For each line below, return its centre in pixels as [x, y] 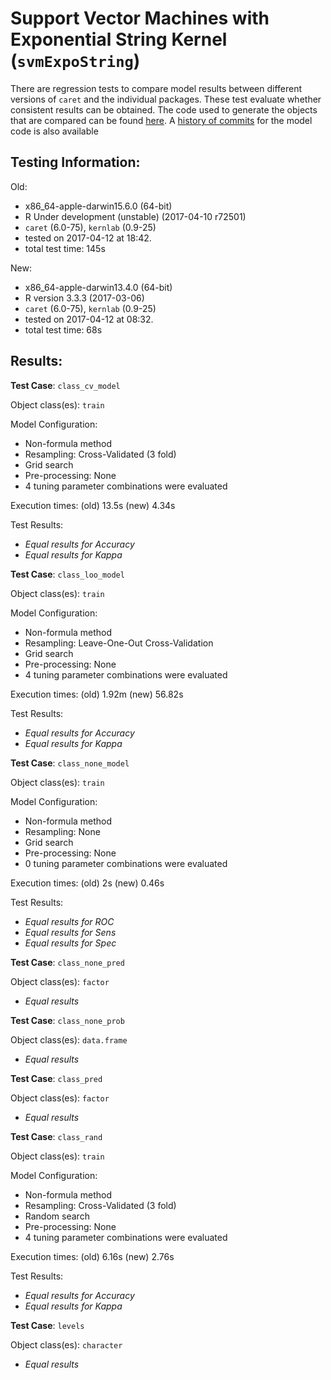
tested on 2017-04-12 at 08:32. [89, 319]
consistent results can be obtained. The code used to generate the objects [164, 109]
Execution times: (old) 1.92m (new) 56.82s [97, 694]
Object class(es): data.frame [69, 1039]
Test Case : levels [47, 1325]
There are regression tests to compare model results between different [156, 88]
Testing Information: [75, 162]
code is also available [54, 131]
